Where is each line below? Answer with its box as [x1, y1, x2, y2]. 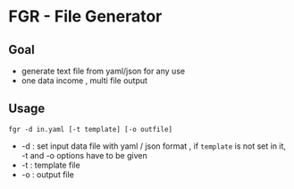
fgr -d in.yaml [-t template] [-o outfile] [8, 125, 173, 133]
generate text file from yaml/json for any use [21, 65, 185, 76]
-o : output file [21, 168, 75, 180]
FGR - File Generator [8, 6, 163, 27]
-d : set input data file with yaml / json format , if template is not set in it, [21, 141, 287, 151]
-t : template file [21, 159, 81, 170]
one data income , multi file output [21, 75, 148, 86]
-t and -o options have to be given [21, 150, 148, 160]
